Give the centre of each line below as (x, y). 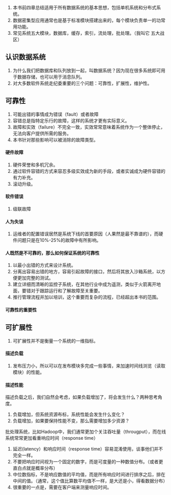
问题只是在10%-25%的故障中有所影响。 (59, 240)
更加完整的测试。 (35, 278)
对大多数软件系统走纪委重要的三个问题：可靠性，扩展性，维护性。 (82, 83)
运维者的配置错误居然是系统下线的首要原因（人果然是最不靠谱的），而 (85, 234)
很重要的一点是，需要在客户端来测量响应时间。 (62, 487)
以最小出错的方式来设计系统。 (44, 265)
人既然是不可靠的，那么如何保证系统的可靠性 (52, 253)
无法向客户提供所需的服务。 (42, 133)
